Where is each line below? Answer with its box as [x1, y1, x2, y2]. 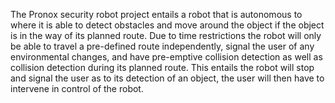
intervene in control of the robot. [10, 83, 144, 94]
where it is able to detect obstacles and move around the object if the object [10, 19, 325, 31]
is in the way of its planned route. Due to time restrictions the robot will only [10, 30, 322, 41]
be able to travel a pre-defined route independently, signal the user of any [10, 40, 315, 52]
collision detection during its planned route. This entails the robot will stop [10, 62, 315, 73]
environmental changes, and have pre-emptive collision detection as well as [10, 51, 323, 63]
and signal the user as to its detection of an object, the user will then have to [10, 72, 325, 84]
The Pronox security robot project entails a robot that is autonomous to [10, 9, 303, 20]
